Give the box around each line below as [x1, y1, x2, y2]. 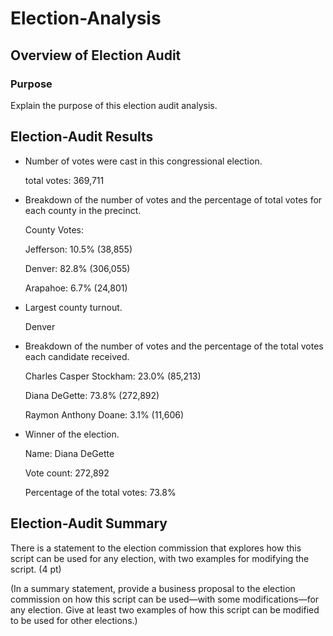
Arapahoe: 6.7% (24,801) [24, 282, 128, 294]
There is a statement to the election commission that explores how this [10, 542, 302, 554]
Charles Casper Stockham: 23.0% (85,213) [24, 370, 202, 382]
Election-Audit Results [10, 128, 154, 146]
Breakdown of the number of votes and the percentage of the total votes [24, 340, 324, 352]
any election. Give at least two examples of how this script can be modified [10, 603, 320, 616]
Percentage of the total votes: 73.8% [24, 486, 177, 498]
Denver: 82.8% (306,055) [24, 262, 131, 274]
